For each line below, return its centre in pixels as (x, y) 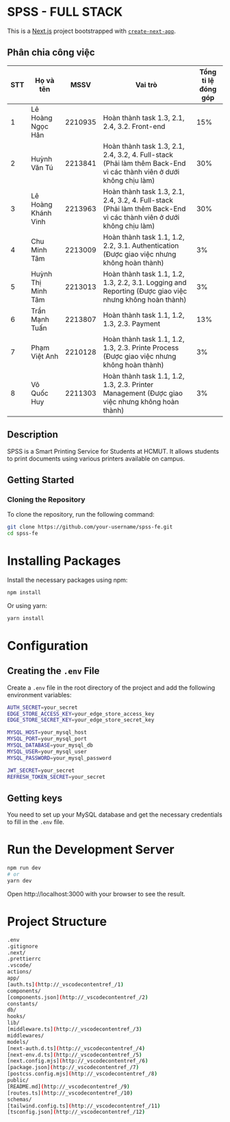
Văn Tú (42, 167)
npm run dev (24, 868)
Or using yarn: (27, 605)
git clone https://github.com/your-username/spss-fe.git (90, 527)
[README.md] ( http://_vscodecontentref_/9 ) (68, 1086)
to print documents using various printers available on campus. (96, 458)
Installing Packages (64, 561)
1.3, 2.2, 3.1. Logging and (145, 282)
